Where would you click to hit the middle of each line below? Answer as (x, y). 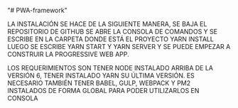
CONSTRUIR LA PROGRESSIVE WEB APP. (68, 54)
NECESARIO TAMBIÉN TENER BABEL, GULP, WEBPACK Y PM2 (99, 83)
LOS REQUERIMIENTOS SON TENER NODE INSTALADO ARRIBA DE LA (110, 68)
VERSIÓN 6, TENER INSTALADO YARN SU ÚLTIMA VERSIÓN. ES (101, 75)
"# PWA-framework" (37, 10)
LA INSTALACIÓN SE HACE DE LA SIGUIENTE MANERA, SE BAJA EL (107, 24)
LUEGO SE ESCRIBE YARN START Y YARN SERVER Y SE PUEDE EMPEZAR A (119, 47)
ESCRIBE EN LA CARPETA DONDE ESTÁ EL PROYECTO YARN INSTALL (111, 39)
